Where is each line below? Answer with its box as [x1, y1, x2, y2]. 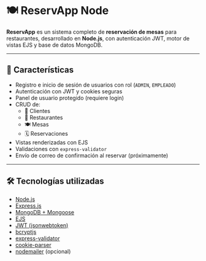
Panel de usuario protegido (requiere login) [15, 94, 124, 101]
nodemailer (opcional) [15, 247, 71, 255]
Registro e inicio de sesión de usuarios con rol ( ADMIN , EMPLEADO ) [15, 81, 177, 88]
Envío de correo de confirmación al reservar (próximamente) [15, 152, 169, 159]
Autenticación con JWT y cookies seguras [15, 87, 123, 95]
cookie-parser [15, 241, 51, 248]
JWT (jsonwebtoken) [15, 221, 69, 229]
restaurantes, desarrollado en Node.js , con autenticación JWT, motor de [6, 34, 190, 42]
